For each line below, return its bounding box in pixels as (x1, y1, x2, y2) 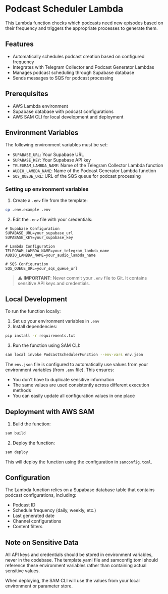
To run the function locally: (5, 308, 61, 314)
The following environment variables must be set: (5, 142, 108, 148)
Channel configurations (12, 518, 62, 524)
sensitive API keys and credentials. (17, 280, 90, 286)
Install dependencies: (12, 324, 58, 330)
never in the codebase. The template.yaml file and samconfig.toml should (5, 557, 158, 563)
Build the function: (12, 421, 51, 427)
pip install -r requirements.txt (5, 333, 76, 338)
